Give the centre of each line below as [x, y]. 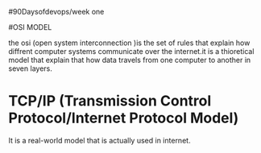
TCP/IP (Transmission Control [110, 101]
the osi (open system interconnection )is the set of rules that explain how [129, 43]
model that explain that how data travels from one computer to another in [130, 60]
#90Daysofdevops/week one [56, 12]
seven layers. [30, 68]
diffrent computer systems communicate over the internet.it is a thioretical [131, 51]
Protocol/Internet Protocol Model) [124, 118]
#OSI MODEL [30, 27]
